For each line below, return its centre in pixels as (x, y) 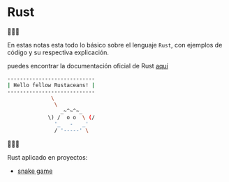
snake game (35, 171)
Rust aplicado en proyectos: (47, 157)
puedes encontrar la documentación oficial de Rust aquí (88, 66)
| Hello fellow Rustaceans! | (51, 85)
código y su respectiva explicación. (58, 52)
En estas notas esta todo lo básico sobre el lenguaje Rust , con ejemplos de (115, 45)
